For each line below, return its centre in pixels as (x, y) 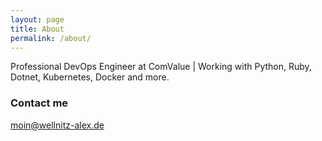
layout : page (37, 19)
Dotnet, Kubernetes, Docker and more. (90, 77)
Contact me (39, 103)
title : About (37, 29)
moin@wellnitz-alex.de (57, 125)
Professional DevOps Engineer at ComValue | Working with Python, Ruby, (161, 67)
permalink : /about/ (51, 38)
